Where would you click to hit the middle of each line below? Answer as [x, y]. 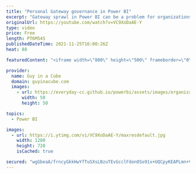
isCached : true [35, 152]
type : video [20, 28]
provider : [18, 71]
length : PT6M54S [26, 39]
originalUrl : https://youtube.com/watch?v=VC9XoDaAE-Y [74, 22]
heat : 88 [17, 50]
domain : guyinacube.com [40, 81]
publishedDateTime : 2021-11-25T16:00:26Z [57, 44]
